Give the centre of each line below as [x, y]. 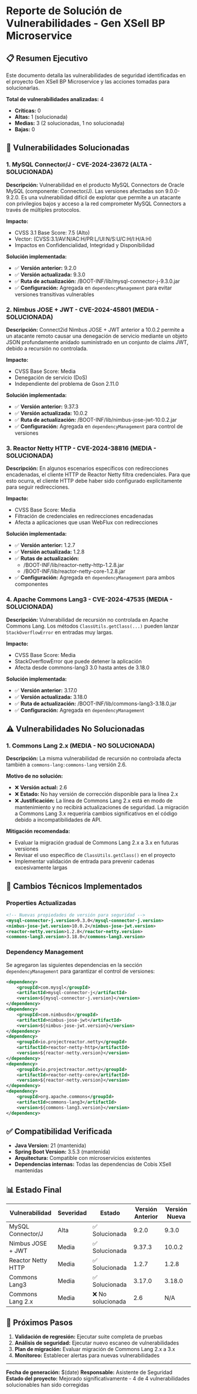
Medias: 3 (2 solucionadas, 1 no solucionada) [69, 123]
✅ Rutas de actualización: [47, 558]
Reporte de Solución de [64, 11]
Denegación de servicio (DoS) [51, 377]
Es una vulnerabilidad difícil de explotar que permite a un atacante [101, 197]
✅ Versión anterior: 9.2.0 [45, 268]
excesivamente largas [41, 868]
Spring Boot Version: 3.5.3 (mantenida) [62, 1152]
